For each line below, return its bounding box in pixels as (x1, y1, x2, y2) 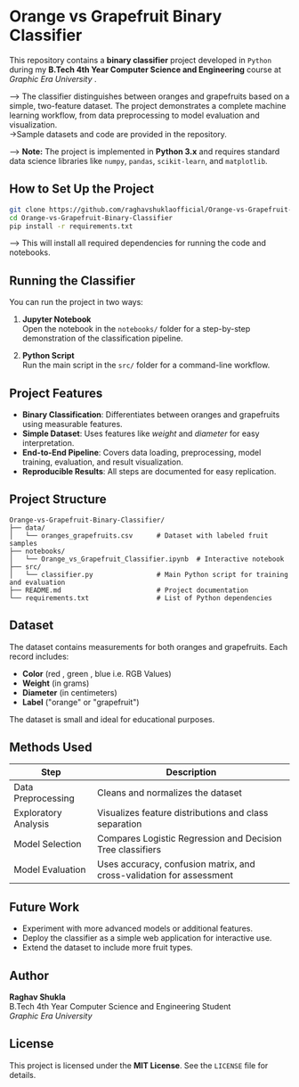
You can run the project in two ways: (9, 297, 144, 308)
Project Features (9, 385, 103, 400)
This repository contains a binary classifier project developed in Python (9, 54, 272, 65)
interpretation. (21, 438, 75, 448)
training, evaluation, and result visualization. (21, 457, 184, 467)
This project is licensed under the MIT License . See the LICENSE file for (9, 1059, 269, 1071)
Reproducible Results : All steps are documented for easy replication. (21, 466, 277, 476)
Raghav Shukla (9, 992, 67, 1002)
